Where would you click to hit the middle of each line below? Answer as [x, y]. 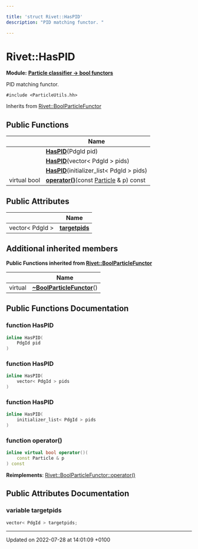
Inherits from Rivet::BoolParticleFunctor [54, 106]
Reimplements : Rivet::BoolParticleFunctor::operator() [71, 475]
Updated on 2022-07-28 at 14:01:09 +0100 [58, 540]
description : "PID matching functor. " [55, 22]
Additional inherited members [62, 249]
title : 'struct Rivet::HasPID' [44, 17]
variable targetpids [34, 511]
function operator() [34, 440]
